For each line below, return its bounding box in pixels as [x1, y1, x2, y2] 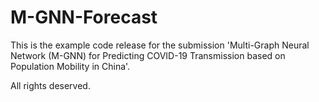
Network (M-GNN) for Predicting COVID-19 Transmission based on [10, 49, 286, 61]
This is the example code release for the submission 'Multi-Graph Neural [10, 39, 310, 51]
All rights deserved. [10, 79, 91, 91]
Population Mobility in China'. [10, 60, 131, 72]
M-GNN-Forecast [10, 6, 158, 29]
